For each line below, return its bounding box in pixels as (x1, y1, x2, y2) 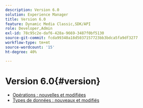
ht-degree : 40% (5, 49, 37, 54)
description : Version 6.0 (5, 7, 59, 13)
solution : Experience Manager (5, 12, 69, 17)
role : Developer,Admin (5, 26, 53, 31)
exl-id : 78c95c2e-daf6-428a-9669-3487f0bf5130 (5, 31, 104, 36)
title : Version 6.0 (5, 17, 46, 22)
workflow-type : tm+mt (5, 40, 51, 45)
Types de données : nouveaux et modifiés (12, 97, 99, 103)
